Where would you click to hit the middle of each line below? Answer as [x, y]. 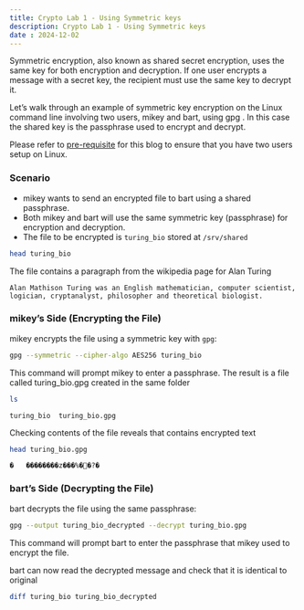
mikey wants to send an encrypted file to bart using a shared [136, 198]
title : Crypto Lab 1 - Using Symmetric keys [95, 18]
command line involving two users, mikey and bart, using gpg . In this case [150, 117]
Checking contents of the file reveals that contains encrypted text [133, 432]
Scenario [30, 178]
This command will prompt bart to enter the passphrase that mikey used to [150, 542]
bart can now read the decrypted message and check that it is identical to [148, 570]
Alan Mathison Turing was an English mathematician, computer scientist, [153, 288]
